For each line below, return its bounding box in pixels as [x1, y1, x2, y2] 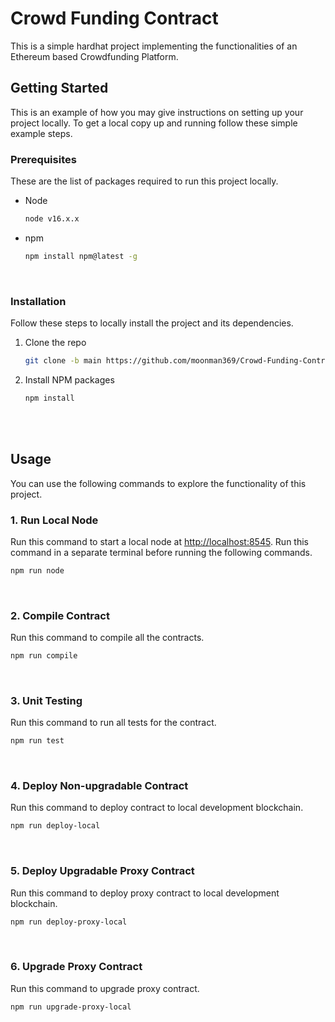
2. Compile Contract [10, 608, 110, 622]
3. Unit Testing [10, 693, 83, 707]
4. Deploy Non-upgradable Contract [10, 779, 189, 793]
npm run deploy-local [10, 821, 101, 831]
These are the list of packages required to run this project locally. [10, 175, 279, 187]
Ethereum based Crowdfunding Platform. [10, 50, 179, 62]
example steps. [10, 127, 73, 139]
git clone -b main [24, 356, 102, 366]
